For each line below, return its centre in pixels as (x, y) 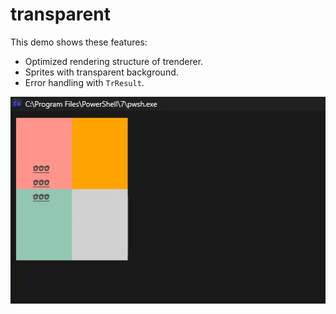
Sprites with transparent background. (101, 72)
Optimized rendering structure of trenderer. (114, 61)
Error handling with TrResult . (84, 82)
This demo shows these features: (79, 42)
